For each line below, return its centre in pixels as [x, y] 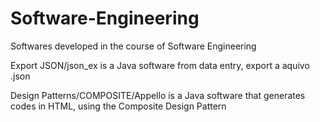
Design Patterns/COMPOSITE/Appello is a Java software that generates [158, 95]
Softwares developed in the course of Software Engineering [133, 46]
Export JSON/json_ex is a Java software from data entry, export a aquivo [160, 65]
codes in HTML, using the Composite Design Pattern [118, 106]
